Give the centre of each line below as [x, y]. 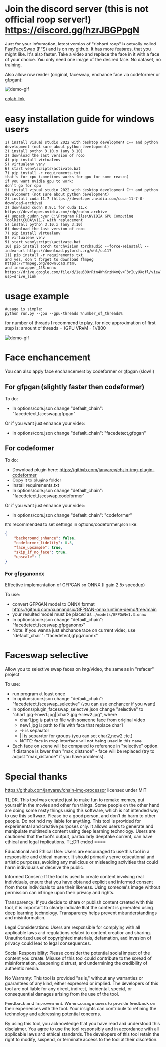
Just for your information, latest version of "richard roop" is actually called [81, 44]
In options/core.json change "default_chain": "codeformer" [72, 515]
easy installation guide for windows [80, 119]
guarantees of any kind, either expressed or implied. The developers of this [82, 983]
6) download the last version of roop [45, 229]
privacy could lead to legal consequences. [48, 943]
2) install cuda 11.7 [27, 199]
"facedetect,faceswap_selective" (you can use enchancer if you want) [84, 704]
